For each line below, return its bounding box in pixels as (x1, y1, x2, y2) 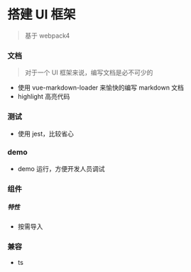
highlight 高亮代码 (17, 92, 70, 101)
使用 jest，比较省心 (17, 129, 75, 138)
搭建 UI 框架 (7, 6, 76, 23)
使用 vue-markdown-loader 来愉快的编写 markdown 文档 (17, 83, 185, 92)
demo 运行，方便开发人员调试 (17, 164, 105, 173)
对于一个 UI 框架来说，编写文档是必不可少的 (24, 68, 153, 77)
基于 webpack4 (24, 31, 70, 40)
